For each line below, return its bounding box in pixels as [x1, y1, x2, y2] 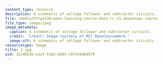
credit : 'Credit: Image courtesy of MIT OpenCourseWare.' [9, 34, 130, 39]
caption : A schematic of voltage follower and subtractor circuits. [9, 29, 152, 34]
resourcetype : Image [5, 43, 47, 48]
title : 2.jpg [5, 47, 32, 52]
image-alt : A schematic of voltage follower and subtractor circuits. [9, 38, 156, 43]
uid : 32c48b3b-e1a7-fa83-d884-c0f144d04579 [5, 51, 95, 57]
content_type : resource [5, 7, 54, 12]
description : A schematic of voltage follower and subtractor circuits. [5, 12, 156, 16]
